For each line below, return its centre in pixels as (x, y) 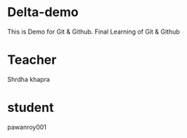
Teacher (32, 60)
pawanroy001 (27, 127)
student (31, 108)
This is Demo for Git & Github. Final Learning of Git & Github (94, 32)
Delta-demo (43, 12)
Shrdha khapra (29, 79)
